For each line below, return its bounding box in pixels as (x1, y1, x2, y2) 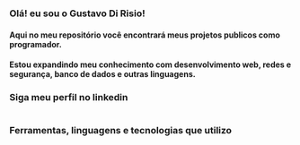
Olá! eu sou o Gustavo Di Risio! (9, 7, 146, 20)
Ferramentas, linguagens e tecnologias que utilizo (9, 124, 232, 137)
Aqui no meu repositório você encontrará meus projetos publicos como (9, 30, 281, 40)
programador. (9, 38, 63, 49)
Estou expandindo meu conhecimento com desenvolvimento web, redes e (9, 59, 292, 70)
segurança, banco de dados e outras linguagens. (9, 69, 196, 80)
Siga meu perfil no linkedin (9, 91, 128, 104)
